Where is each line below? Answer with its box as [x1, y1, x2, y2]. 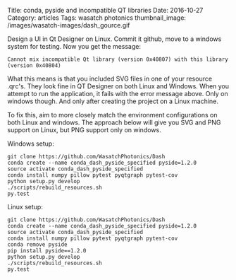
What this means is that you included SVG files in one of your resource [7, 74, 213, 83]
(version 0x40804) [7, 62, 61, 69]
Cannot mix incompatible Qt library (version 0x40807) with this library [7, 56, 229, 63]
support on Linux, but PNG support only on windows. [7, 126, 161, 134]
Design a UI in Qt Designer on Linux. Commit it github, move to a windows [7, 35, 222, 43]
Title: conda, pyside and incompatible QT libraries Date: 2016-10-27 [7, 6, 204, 14]
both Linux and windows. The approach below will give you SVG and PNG [7, 118, 221, 127]
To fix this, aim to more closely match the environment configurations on [7, 111, 218, 119]
